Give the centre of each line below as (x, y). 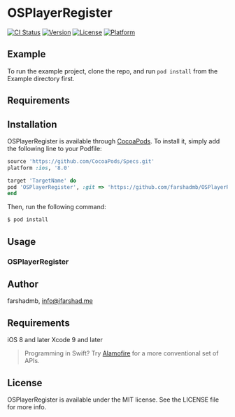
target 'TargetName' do (42, 181)
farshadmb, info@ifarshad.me (50, 301)
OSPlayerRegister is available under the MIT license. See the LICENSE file (113, 400)
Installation (32, 124)
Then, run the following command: (57, 207)
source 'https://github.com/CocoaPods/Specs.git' (81, 161)
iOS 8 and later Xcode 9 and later (55, 340)
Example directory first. (41, 78)
